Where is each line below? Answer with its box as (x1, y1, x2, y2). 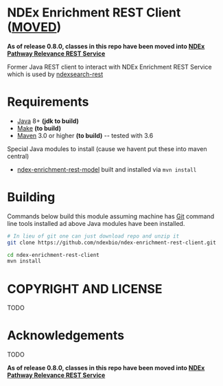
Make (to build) (16, 124, 62, 132)
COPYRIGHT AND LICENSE (7, 281, 163, 297)
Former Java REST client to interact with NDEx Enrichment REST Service (7, 63, 212, 71)
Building (7, 190, 56, 205)
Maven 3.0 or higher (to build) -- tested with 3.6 (16, 131, 154, 139)
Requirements (7, 94, 89, 110)
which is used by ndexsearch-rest (7, 70, 104, 78)
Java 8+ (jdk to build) (16, 117, 79, 125)
